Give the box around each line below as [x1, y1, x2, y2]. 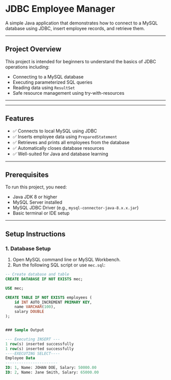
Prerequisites [5, 170, 49, 179]
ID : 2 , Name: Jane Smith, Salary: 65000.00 [5, 370, 99, 375]
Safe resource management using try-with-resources [12, 90, 125, 96]
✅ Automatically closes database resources [12, 145, 104, 151]
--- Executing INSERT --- [5, 337, 60, 342]
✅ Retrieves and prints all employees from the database [12, 139, 130, 145]
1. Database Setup [5, 245, 51, 252]
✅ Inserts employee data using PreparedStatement [12, 133, 118, 140]
